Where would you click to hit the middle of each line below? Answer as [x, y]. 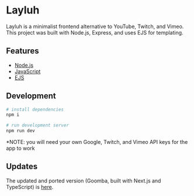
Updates [22, 166]
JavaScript [27, 71]
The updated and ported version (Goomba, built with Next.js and [84, 180]
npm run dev [20, 131]
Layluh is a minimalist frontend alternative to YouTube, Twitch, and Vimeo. [95, 26]
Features [22, 51]
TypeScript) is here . [30, 187]
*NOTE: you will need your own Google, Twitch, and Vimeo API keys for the [97, 142]
